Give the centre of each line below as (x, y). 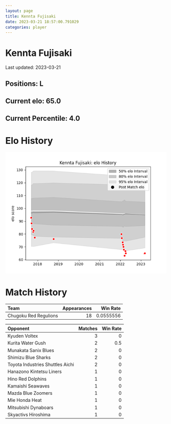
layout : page (19, 11)
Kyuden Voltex (23, 336)
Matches (88, 328)
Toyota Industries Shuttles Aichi (41, 364)
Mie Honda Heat (25, 400)
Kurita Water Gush (27, 343)
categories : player (26, 27)
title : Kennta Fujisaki (31, 16)
